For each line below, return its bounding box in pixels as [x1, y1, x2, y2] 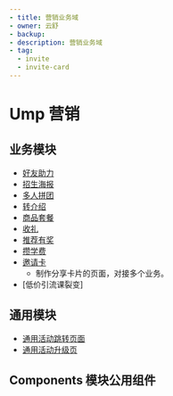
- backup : [9, 29, 46, 38]
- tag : [9, 46, 34, 55]
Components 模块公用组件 [9, 373, 156, 388]
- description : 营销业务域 [9, 37, 103, 47]
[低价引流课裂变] [21, 278, 84, 290]
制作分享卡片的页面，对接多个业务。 [35, 268, 169, 278]
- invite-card [17, 63, 70, 72]
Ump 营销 [9, 104, 80, 125]
